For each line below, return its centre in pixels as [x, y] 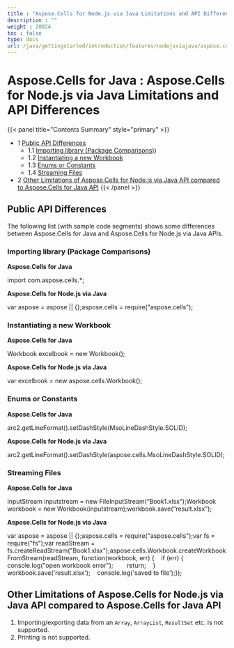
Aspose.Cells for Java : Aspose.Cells [116, 80]
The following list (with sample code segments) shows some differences [111, 226]
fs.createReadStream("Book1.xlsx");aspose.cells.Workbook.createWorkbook [117, 550]
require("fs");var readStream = [51, 543]
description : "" [32, 20]
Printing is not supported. [54, 637]
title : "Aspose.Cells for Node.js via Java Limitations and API [104, 14]
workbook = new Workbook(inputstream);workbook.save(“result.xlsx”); [110, 509]
